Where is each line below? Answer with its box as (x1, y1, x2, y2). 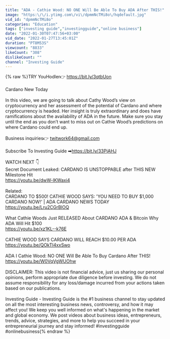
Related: (5, 188, 23, 194)
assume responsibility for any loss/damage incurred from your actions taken (5, 280, 165, 286)
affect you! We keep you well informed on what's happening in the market (5, 307, 160, 313)
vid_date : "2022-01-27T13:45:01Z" (5, 36, 79, 41)
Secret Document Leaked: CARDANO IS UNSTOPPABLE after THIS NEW (5, 166, 156, 173)
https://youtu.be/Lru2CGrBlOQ (5, 204, 70, 210)
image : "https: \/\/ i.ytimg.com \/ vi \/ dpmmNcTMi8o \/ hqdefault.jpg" (5, 12, 146, 17)
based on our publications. (5, 285, 61, 291)
